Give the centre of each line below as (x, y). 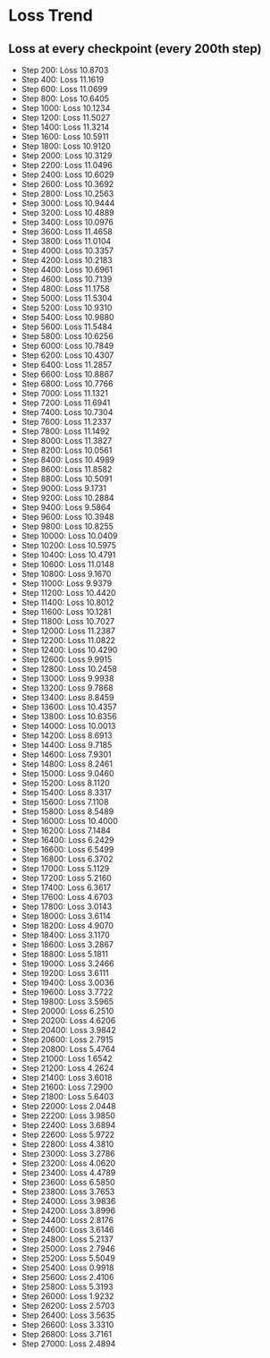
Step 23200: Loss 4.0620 (68, 1163)
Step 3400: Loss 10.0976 (67, 222)
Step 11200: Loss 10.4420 (69, 593)
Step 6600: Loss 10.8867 (67, 374)
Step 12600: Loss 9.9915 (67, 659)
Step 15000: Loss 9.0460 (67, 773)
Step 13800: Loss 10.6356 (69, 716)
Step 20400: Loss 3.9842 (69, 1030)
